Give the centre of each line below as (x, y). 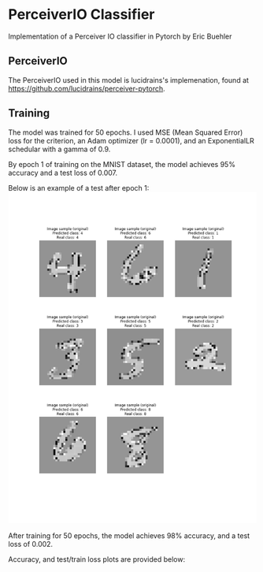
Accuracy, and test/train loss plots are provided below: (97, 559)
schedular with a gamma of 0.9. (59, 149)
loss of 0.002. (31, 544)
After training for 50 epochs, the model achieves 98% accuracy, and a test (129, 535)
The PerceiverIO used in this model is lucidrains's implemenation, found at (129, 80)
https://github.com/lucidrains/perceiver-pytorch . (87, 88)
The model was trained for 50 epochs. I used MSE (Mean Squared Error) (126, 132)
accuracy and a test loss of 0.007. (63, 173)
